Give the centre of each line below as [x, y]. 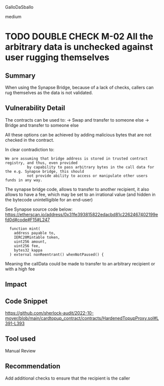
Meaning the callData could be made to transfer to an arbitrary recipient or [80, 263]
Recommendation [33, 366]
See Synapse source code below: [39, 209]
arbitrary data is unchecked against [79, 47]
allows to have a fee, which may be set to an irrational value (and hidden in [80, 194]
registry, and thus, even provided [41, 163]
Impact [16, 284]
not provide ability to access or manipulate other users [87, 176]
